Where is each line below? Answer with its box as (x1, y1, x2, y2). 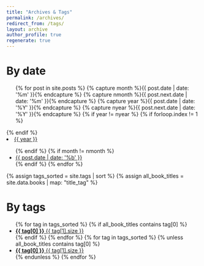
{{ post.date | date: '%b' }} (15, 154, 83, 161)
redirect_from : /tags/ (6, 20, 64, 26)
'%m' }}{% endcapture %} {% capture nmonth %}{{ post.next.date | (15, 90, 188, 98)
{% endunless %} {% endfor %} (15, 253, 96, 260)
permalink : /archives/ (6, 15, 64, 21)
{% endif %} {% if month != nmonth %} (15, 147, 115, 154)
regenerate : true (6, 37, 51, 44)
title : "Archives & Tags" (6, 9, 72, 15)
